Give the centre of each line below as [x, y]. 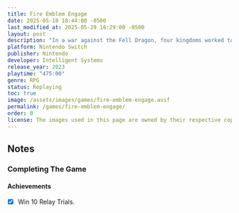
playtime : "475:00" [36, 73]
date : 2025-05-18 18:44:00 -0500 [57, 21]
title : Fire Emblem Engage [47, 14]
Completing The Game [47, 169]
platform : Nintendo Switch [47, 47]
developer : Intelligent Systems [55, 61]
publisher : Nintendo [38, 54]
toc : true [22, 93]
